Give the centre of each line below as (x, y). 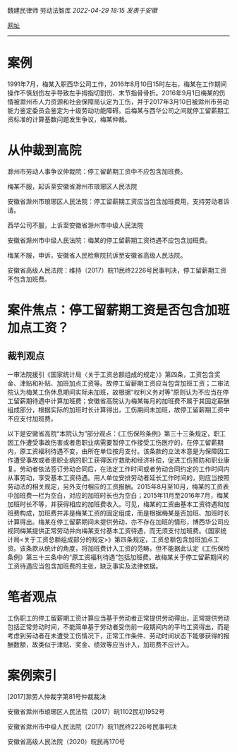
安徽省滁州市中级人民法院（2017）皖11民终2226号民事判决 (92, 727)
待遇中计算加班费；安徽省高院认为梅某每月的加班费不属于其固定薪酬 (130, 400)
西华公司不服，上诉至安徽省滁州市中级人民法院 (75, 225)
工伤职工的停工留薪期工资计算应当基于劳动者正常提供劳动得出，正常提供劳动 (119, 618)
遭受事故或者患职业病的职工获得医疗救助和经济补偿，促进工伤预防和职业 (118, 460)
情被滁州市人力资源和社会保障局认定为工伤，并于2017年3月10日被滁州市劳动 (118, 102)
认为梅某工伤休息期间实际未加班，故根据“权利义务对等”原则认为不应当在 (118, 392)
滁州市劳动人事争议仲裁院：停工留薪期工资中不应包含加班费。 (97, 171)
